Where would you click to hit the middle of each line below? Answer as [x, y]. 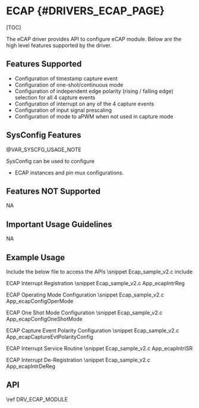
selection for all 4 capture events [55, 97]
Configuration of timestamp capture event [66, 78]
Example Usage [36, 257]
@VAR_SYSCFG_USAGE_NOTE [44, 150]
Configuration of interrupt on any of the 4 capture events [84, 104]
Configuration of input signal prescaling [63, 110]
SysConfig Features [44, 135]
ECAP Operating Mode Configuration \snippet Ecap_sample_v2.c [85, 295]
